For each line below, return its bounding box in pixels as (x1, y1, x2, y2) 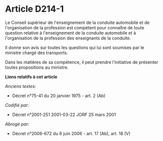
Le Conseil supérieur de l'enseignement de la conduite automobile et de (5, 20, 150, 25)
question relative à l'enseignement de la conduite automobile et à (5, 30, 136, 36)
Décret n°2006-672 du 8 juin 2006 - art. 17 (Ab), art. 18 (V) (12, 130, 131, 136)
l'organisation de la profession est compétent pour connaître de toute (5, 24, 144, 30)
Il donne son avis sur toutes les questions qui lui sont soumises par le (5, 44, 144, 50)
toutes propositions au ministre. (5, 64, 69, 70)
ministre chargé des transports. (5, 50, 68, 56)
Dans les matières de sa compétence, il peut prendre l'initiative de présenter (5, 59, 159, 65)
